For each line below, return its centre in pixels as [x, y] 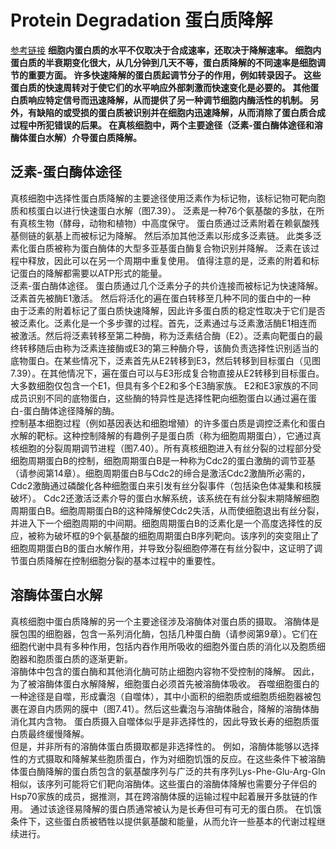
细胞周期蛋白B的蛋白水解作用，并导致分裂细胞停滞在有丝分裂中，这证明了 [162, 548]
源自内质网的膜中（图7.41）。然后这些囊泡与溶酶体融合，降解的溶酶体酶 [173, 708]
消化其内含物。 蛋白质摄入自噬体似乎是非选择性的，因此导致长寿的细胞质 [160, 721]
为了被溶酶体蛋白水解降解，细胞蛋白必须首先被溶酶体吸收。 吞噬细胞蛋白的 [165, 683]
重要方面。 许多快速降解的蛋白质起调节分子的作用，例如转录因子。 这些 [174, 75]
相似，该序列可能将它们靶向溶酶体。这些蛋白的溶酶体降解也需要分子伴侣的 [163, 783]
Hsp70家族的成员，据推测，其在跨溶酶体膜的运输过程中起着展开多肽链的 [159, 796]
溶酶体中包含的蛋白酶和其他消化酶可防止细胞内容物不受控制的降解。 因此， [165, 671]
